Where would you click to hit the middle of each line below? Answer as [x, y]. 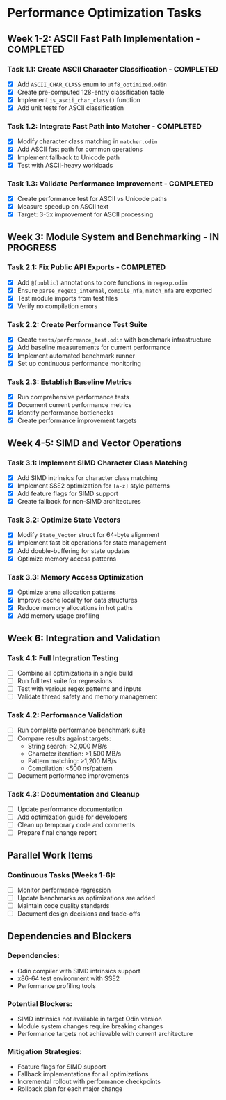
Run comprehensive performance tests [73, 397]
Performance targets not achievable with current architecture [105, 1034]
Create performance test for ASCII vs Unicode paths [92, 198]
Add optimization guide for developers [72, 817]
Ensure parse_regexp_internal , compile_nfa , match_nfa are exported [114, 290]
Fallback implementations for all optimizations [83, 1074]
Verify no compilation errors [57, 306]
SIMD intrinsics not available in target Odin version [89, 1019]
